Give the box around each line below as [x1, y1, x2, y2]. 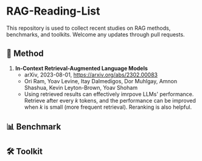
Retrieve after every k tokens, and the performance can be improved [24, 97, 197, 104]
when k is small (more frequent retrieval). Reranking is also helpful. [24, 103, 192, 111]
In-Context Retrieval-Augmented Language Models [15, 64, 148, 72]
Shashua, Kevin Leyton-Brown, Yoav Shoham [24, 84, 138, 91]
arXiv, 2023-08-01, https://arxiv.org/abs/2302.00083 [24, 71, 158, 78]
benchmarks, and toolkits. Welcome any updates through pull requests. [6, 30, 185, 38]
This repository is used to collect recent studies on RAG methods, [6, 24, 171, 32]
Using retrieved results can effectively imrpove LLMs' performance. [24, 90, 194, 98]
